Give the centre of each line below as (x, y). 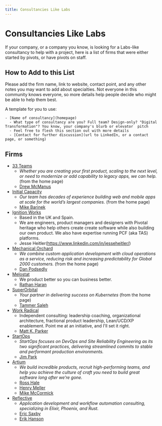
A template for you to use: (31, 109)
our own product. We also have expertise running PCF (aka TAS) (84, 233)
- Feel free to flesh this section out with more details (69, 131)
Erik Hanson (32, 419)
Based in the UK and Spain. (47, 218)
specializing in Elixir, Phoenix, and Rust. (59, 409)
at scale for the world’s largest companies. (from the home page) (85, 202)
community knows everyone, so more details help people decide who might (81, 95)
